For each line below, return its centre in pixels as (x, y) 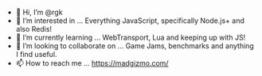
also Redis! (34, 29)
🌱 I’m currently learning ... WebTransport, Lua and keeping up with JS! (131, 37)
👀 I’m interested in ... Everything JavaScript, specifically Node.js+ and (130, 21)
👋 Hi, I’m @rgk (39, 12)
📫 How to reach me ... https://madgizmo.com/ (92, 63)
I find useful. (36, 54)
